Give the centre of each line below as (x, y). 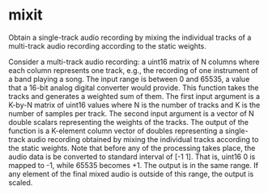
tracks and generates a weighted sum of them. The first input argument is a (134, 96)
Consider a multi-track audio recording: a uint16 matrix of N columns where (134, 62)
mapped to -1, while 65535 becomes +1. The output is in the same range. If (134, 165)
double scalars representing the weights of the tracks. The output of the (129, 122)
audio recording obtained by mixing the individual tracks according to (143, 139)
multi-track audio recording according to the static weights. (107, 45)
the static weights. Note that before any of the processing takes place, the (132, 148)
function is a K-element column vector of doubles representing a (116, 131)
